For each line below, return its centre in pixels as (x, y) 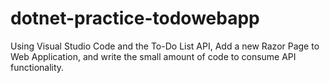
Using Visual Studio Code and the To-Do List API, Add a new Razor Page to (165, 46)
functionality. (37, 67)
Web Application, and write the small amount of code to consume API (153, 56)
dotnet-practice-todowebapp (135, 18)
